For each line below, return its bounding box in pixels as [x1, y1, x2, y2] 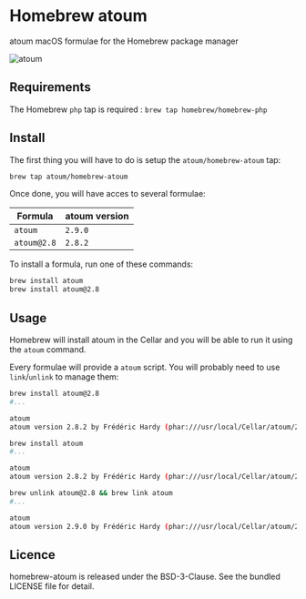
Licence [9, 547, 56, 563]
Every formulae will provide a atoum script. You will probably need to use [9, 361, 280, 372]
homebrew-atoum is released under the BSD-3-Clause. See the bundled [9, 571, 280, 583]
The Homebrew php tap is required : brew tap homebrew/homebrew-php [9, 104, 268, 115]
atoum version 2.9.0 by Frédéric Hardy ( [9, 522, 169, 531]
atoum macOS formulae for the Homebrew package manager [9, 36, 240, 46]
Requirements [9, 79, 91, 96]
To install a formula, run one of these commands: [9, 259, 194, 269]
